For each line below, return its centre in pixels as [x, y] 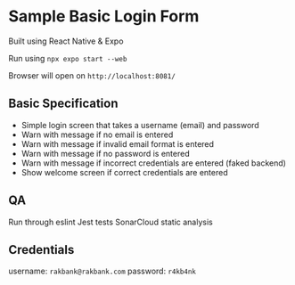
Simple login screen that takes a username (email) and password [140, 125]
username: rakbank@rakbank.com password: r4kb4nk [102, 271]
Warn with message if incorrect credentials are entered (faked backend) [154, 163]
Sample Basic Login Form [104, 16]
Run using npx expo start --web [68, 58]
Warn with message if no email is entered [97, 134]
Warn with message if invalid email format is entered [118, 143]
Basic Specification [63, 104]
